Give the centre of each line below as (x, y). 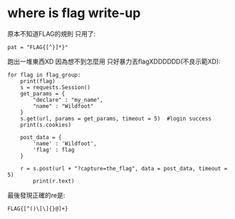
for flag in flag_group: (44, 75)
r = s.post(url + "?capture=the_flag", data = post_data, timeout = (124, 168)
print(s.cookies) (46, 125)
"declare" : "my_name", (68, 100)
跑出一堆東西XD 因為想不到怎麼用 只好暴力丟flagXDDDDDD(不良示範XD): (114, 61)
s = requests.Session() (56, 87)
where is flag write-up (74, 13)
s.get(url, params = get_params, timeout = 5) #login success (116, 118)
